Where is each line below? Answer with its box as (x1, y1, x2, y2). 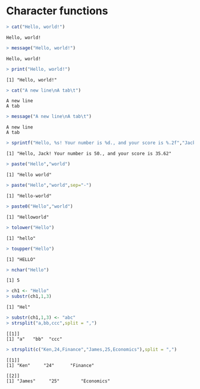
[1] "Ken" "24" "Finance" (6, 362, 95, 368)
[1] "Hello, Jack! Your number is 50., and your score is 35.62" (6, 150, 171, 157)
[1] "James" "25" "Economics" (6, 378, 111, 384)
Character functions (6, 4, 108, 18)
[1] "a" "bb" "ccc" (6, 336, 62, 342)
